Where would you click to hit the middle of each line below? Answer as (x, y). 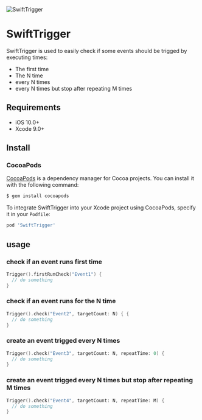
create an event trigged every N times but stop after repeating (100, 380)
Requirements (33, 107)
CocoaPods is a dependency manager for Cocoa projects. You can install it (100, 178)
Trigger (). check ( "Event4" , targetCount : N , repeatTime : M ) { (85, 401)
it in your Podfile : (28, 214)
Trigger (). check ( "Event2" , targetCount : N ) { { (68, 313)
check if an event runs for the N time (61, 301)
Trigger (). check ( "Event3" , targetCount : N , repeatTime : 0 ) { (85, 353)
